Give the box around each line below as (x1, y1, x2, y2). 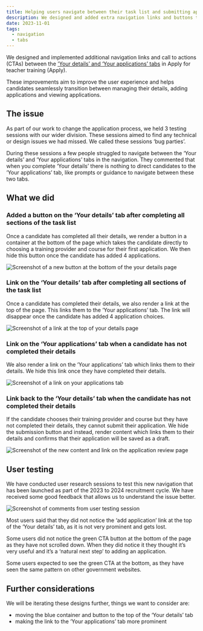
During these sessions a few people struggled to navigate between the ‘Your (6, 149, 197, 156)
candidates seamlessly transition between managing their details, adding (6, 85, 188, 92)
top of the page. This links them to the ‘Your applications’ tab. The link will (6, 306, 190, 313)
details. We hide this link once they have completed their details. (6, 367, 167, 375)
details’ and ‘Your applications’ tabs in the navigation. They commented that (6, 156, 195, 163)
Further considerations (6, 583, 95, 594)
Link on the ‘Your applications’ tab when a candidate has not (6, 339, 187, 348)
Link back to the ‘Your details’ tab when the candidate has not (6, 395, 192, 403)
